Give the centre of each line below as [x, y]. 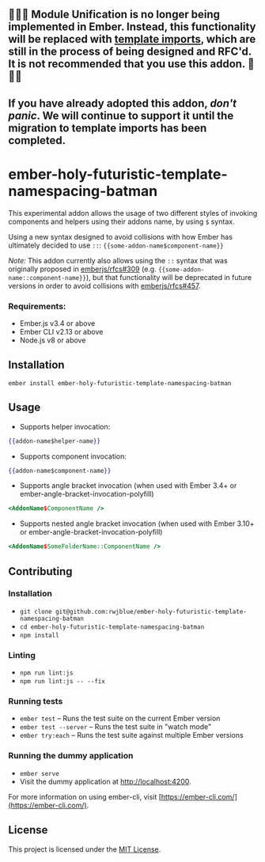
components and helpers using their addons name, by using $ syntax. [121, 221]
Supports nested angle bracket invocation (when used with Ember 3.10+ [137, 524]
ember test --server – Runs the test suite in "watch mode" [115, 727]
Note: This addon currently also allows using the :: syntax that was [118, 260]
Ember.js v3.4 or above [57, 323]
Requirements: [37, 306]
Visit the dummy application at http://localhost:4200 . [105, 781]
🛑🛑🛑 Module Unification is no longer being [114, 15]
